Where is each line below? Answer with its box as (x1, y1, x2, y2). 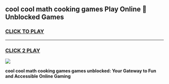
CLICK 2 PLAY (5, 47, 40, 54)
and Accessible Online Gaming (5, 73, 71, 79)
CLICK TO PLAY (5, 28, 44, 35)
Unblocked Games (5, 13, 64, 22)
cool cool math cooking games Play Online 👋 (5, 5, 147, 14)
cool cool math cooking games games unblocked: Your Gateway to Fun (5, 67, 157, 73)
